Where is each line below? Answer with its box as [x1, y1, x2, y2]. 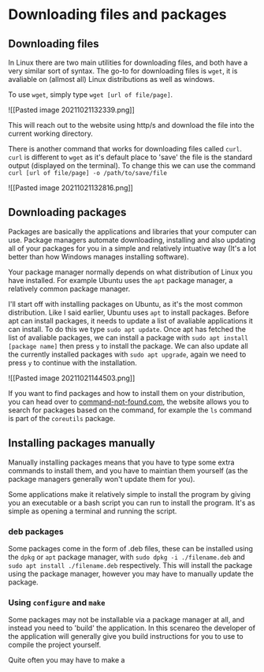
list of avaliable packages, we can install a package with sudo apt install [8, 333, 249, 342]
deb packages [8, 526, 65, 537]
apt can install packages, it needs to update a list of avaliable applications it [8, 315, 254, 325]
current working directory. [8, 129, 93, 138]
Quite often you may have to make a [8, 655, 125, 665]
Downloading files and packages [8, 6, 227, 24]
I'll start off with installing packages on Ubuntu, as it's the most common [8, 299, 243, 308]
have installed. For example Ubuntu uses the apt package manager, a [8, 275, 233, 285]
